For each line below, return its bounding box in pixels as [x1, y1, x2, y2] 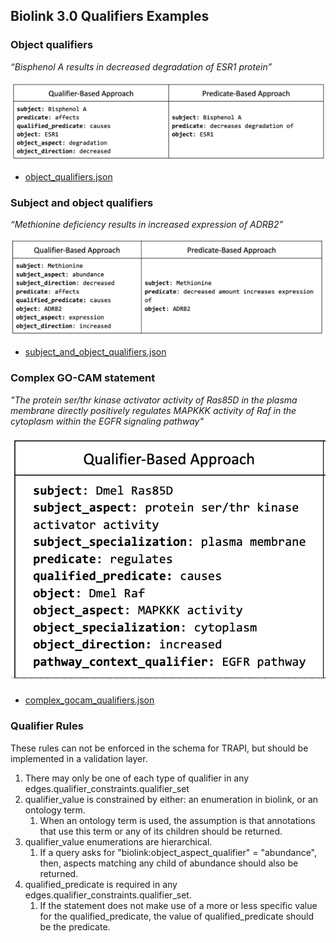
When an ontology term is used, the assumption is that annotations [39, 814, 316, 826]
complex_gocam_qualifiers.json [24, 694, 155, 706]
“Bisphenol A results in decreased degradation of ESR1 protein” [10, 60, 273, 73]
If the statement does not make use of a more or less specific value [39, 899, 318, 911]
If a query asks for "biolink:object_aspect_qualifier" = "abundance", [39, 846, 318, 858]
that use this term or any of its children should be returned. [39, 825, 283, 837]
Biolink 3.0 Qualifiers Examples [10, 8, 210, 25]
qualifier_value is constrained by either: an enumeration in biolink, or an [24, 793, 319, 805]
